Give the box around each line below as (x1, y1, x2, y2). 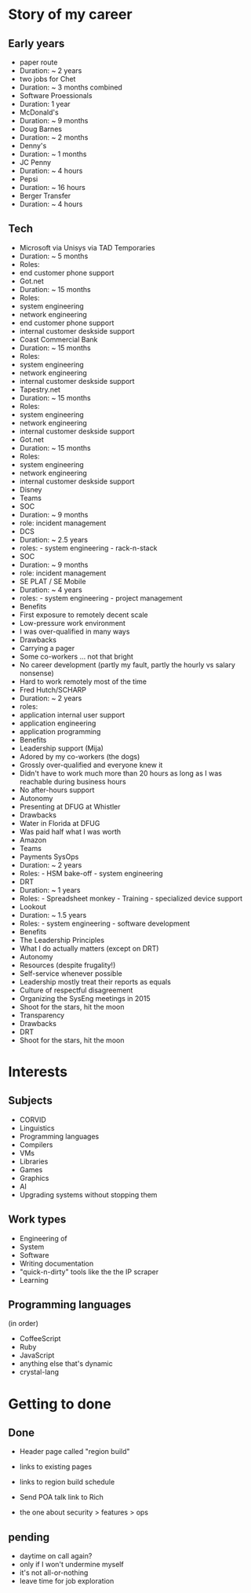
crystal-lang (19, 1368, 59, 1377)
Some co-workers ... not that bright (19, 652, 133, 661)
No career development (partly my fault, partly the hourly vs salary (19, 659, 235, 669)
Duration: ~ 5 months (19, 251, 89, 261)
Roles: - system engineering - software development (19, 919, 191, 928)
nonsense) (19, 668, 55, 678)
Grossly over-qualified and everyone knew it (19, 760, 163, 769)
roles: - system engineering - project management (19, 593, 183, 602)
